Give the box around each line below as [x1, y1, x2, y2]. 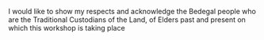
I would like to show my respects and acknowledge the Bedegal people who [8, 7, 256, 16]
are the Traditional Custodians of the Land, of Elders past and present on [8, 15, 246, 24]
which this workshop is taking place [8, 24, 125, 32]
